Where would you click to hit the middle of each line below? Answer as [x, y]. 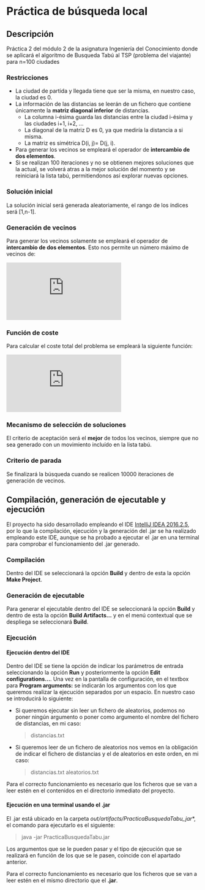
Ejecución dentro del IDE [38, 652]
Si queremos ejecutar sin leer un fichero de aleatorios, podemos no [100, 711]
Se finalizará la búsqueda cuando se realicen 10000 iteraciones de [90, 474]
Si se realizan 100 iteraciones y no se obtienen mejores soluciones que [104, 163]
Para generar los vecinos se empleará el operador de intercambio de [102, 150]
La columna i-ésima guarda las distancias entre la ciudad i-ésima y [108, 117]
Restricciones [28, 77]
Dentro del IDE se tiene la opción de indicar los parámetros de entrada [95, 666]
